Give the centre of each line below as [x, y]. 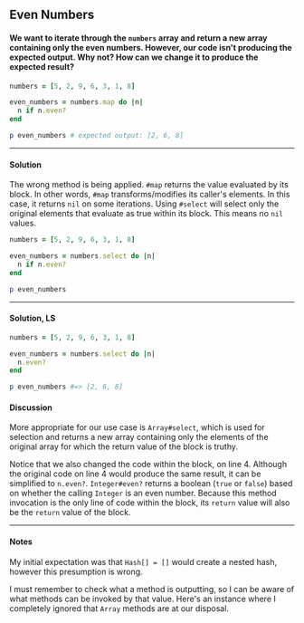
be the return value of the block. [70, 513]
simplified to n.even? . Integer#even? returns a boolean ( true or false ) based [151, 484]
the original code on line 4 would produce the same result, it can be [135, 474]
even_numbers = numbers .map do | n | [76, 102]
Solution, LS [33, 318]
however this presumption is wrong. [76, 571]
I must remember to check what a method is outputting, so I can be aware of [152, 589]
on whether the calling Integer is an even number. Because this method [143, 494]
